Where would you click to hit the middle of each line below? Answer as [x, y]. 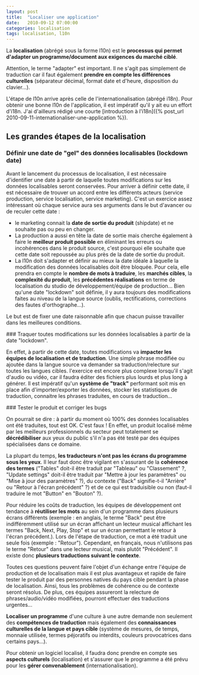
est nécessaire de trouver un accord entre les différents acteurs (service [94, 192]
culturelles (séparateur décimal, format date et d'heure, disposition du [92, 81]
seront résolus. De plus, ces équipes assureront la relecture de [83, 592]
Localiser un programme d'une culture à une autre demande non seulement [99, 616]
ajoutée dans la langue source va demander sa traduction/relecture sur [93, 364]
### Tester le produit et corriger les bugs [57, 407]
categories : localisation [38, 28]
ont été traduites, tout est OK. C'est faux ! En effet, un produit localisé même [99, 425]
